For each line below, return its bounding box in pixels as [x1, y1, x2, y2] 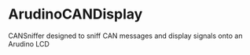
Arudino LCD [8, 39, 50, 48]
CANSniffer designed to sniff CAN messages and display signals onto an [8, 31, 243, 40]
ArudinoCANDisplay [8, 5, 143, 23]
